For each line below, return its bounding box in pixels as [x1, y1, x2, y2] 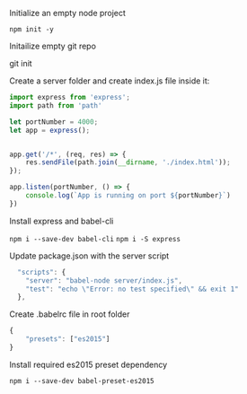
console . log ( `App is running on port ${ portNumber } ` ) [25, 191, 231, 200]
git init [9, 58, 33, 68]
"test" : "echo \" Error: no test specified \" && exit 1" [25, 285, 240, 293]
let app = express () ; [9, 126, 91, 135]
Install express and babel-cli [9, 215, 114, 226]
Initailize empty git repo [9, 40, 97, 51]
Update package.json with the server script [9, 250, 170, 261]
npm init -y [9, 25, 54, 34]
